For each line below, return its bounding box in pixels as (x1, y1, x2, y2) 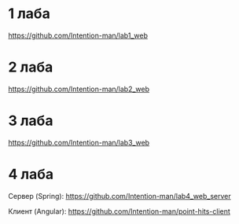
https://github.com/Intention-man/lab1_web (8, 31, 148, 40)
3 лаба (8, 112, 53, 130)
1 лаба (8, 5, 51, 23)
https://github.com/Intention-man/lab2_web (8, 84, 150, 94)
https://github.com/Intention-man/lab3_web (8, 138, 150, 147)
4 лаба (8, 166, 54, 183)
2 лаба (8, 58, 53, 76)
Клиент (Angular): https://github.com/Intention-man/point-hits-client (8, 206, 230, 216)
